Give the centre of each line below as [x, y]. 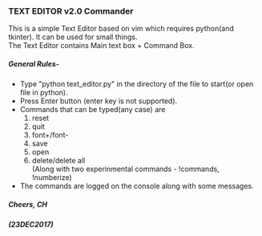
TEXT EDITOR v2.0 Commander [71, 11]
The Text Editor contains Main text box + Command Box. [101, 46]
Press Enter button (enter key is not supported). [99, 101]
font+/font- [50, 135]
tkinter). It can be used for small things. [73, 37]
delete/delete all [58, 161]
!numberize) [52, 178]
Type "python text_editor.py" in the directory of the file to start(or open [137, 84]
